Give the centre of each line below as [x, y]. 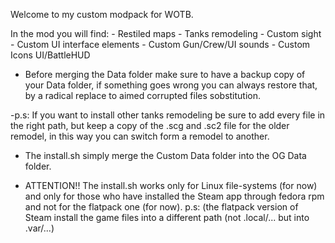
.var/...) [39, 228]
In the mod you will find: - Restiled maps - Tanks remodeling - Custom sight [166, 33]
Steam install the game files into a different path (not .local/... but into [167, 217]
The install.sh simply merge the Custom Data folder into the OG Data [165, 155]
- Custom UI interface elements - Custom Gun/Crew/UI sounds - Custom [160, 44]
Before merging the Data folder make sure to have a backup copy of [165, 74]
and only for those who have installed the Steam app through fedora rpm [174, 196]
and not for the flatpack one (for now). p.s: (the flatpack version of [161, 207]
